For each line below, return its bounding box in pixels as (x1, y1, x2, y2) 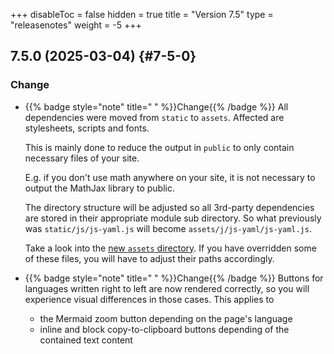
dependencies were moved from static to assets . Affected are (24, 111, 285, 123)
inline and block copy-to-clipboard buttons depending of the (39, 323, 290, 335)
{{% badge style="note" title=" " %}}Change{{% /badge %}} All (24, 100, 289, 113)
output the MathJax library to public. (24, 182, 175, 194)
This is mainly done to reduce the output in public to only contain (24, 141, 295, 153)
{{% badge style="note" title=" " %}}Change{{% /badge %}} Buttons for (24, 272, 324, 284)
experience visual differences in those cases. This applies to (24, 293, 275, 305)
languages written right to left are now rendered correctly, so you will (24, 282, 310, 294)
